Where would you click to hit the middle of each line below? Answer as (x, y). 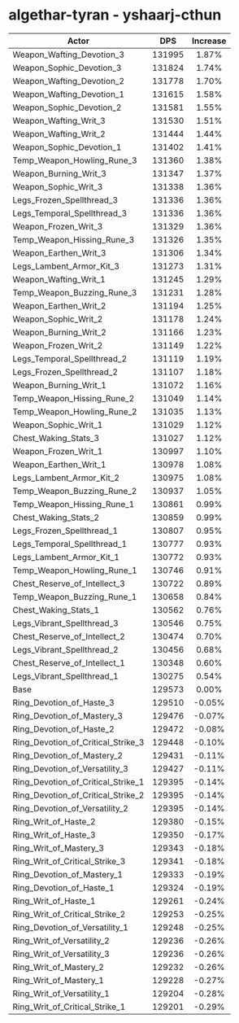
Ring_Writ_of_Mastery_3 (58, 848)
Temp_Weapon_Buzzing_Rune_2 (75, 491)
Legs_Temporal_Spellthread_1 (70, 544)
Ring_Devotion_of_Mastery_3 (68, 715)
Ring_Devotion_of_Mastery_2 (68, 755)
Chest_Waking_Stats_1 (56, 610)
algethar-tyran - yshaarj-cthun (115, 15)
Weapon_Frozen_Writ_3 (58, 226)
